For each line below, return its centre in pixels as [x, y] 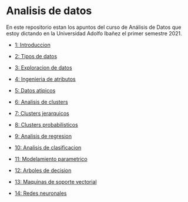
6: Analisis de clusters [41, 102]
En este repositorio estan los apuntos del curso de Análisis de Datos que [94, 27]
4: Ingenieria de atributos [45, 79]
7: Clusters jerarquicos [42, 113]
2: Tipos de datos [36, 56]
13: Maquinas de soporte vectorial [56, 181]
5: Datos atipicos [35, 90]
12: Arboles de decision [43, 170]
